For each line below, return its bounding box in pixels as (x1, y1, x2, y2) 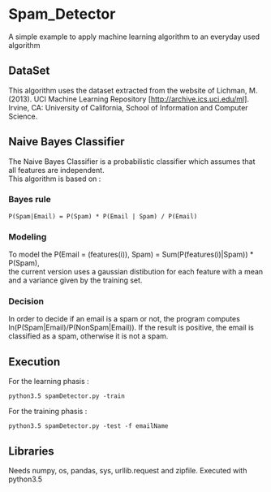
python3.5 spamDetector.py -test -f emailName (8, 422, 169, 430)
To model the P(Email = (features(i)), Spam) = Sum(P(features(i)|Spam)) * (8, 249, 254, 260)
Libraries (8, 444, 54, 458)
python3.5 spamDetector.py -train (8, 392, 126, 400)
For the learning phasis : (8, 377, 89, 386)
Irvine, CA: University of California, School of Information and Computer (8, 102, 249, 112)
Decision (8, 296, 45, 307)
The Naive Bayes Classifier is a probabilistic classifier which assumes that (8, 156, 256, 166)
